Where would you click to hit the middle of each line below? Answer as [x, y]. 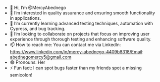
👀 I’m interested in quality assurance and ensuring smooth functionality [82, 13]
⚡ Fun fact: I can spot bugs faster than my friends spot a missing [76, 68]
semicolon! [21, 75]
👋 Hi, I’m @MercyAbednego [38, 8]
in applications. [25, 18]
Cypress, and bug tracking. [38, 29]
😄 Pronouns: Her [27, 62]
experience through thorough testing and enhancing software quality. [81, 39]
